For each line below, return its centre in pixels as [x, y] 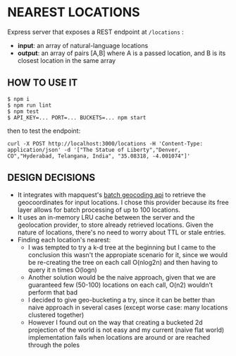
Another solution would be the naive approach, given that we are [122, 277]
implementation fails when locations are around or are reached [119, 337]
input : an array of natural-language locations [83, 45]
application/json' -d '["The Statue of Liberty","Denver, [94, 150]
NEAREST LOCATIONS [74, 12]
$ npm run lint [30, 105]
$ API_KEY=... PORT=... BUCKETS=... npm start [77, 117]
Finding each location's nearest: [64, 239]
